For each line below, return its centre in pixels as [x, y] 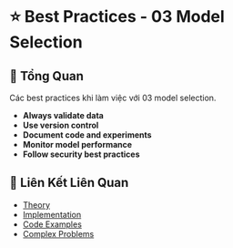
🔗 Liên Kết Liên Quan [69, 183]
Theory [36, 204]
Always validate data [63, 115]
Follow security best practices [81, 154]
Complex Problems [58, 233]
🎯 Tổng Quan [46, 76]
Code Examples [52, 224]
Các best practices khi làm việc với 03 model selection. [113, 98]
